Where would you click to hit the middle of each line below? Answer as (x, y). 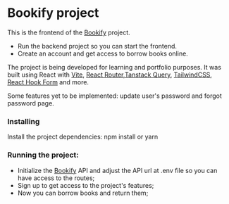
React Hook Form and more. (48, 82)
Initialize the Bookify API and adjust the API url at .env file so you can (117, 170)
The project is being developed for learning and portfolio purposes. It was (114, 67)
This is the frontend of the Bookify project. (69, 32)
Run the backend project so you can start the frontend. (97, 46)
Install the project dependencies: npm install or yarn (83, 137)
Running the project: (43, 155)
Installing (24, 121)
